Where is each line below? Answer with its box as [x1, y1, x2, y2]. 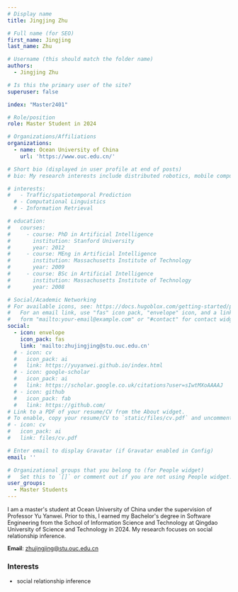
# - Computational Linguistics [13, 198, 106, 205]
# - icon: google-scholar [13, 369, 91, 376]
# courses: [7, 224, 46, 231]
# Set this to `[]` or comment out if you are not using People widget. [7, 473, 233, 480]
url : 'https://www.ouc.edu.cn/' [20, 153, 115, 160]
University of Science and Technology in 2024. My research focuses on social [7, 525, 212, 533]
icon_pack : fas [20, 336, 65, 343]
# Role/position [7, 114, 55, 121]
